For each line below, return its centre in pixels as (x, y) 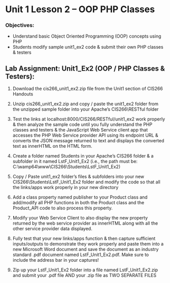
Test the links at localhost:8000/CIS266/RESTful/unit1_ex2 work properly (89, 119)
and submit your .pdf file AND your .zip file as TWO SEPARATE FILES (84, 275)
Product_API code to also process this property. (62, 208)
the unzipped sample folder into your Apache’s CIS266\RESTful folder (86, 109)
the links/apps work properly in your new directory (65, 187)
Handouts (23, 94)
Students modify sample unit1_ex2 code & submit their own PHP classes (88, 47)
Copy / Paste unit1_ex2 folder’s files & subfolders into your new (78, 177)
